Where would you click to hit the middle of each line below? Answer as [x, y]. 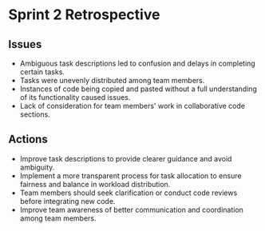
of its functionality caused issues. [75, 97]
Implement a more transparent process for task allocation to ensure [131, 175]
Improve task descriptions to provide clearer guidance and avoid [126, 158]
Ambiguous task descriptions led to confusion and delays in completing [137, 63]
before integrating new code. [67, 201]
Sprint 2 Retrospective [84, 15]
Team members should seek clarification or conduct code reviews [129, 193]
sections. [35, 114]
